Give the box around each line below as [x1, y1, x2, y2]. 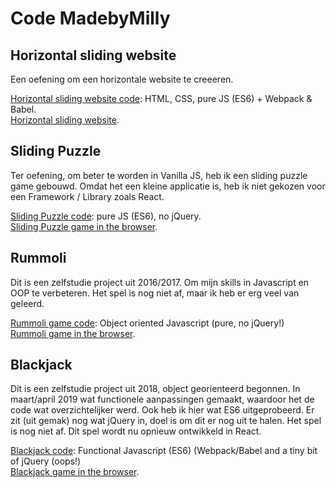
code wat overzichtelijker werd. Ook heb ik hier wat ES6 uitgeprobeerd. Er [10, 404, 315, 416]
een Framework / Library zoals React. [10, 190, 165, 202]
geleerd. [10, 297, 45, 309]
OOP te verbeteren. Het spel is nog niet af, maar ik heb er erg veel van [10, 287, 300, 299]
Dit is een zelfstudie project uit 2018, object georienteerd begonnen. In [10, 383, 301, 395]
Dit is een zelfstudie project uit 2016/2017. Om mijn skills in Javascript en [10, 276, 310, 288]
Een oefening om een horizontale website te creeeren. [10, 73, 234, 85]
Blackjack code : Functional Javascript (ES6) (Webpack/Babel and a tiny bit [10, 445, 318, 457]
